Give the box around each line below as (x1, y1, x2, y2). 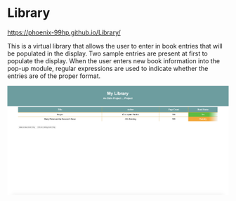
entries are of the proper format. (7, 72, 101, 80)
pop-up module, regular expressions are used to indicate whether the (7, 64, 209, 72)
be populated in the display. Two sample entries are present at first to (7, 49, 209, 58)
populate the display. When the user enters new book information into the (7, 56, 220, 65)
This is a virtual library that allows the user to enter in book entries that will (7, 41, 223, 50)
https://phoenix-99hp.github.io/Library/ (7, 28, 121, 37)
